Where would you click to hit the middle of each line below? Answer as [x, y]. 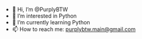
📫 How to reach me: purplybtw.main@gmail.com [74, 29]
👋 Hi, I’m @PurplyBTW [40, 9]
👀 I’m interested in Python [44, 16]
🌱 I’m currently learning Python [51, 22]
